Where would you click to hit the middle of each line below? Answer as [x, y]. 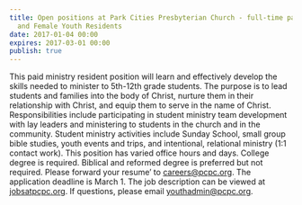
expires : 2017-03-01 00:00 [60, 43]
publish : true [36, 51]
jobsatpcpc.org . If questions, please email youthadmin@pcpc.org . [131, 192]
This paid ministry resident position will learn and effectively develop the [143, 76]
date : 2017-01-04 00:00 [54, 34]
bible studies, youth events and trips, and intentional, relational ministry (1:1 [148, 144]
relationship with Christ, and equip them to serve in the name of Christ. [140, 105]
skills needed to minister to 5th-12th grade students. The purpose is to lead [148, 86]
